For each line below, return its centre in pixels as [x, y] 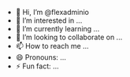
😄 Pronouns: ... [41, 57]
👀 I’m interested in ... [49, 20]
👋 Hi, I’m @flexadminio [52, 12]
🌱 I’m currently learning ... [58, 29]
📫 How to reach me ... [52, 46]
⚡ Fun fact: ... [37, 66]
